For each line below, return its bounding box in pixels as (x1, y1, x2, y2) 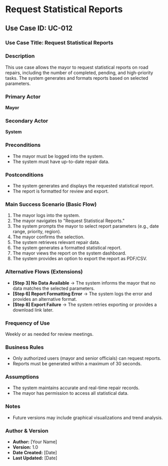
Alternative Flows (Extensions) (5, 268, 83, 275)
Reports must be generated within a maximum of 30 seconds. (12, 361, 142, 367)
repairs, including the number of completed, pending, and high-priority (5, 70, 153, 76)
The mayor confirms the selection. (12, 234, 85, 240)
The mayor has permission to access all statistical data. (12, 390, 129, 396)
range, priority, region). (12, 229, 61, 235)
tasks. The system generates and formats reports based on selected (5, 75, 149, 81)
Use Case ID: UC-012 (5, 24, 73, 33)
